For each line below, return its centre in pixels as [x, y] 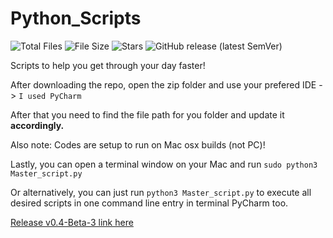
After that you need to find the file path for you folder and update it [147, 114]
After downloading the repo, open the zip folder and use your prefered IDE [163, 84]
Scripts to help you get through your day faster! [108, 65]
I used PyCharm [50, 96]
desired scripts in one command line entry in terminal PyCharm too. [149, 203]
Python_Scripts [76, 18]
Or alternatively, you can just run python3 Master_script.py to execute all [161, 192]
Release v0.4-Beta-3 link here [72, 222]
